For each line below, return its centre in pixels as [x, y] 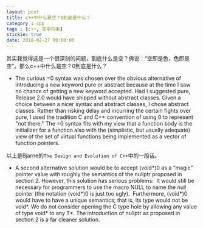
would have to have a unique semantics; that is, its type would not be [101, 200]
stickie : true [24, 35]
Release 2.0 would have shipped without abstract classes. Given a [98, 98]
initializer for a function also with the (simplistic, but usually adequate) [102, 130]
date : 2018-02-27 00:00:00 [40, 40]
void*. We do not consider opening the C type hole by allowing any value [106, 207]
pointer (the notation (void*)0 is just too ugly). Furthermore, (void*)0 [101, 194]
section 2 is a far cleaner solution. [57, 219]
